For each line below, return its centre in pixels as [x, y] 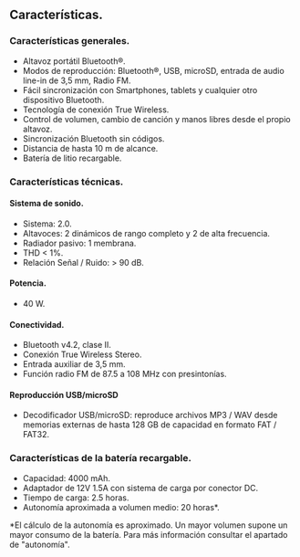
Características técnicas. [67, 182]
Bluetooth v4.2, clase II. [67, 345]
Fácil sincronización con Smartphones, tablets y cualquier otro [140, 89]
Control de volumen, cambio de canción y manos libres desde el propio [156, 119]
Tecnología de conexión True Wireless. [96, 110]
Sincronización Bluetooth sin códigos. [93, 138]
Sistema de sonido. [47, 204]
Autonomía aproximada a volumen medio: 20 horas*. [121, 507]
